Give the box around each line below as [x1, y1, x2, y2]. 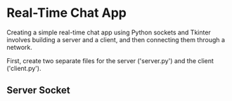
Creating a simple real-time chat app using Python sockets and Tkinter [6, 28, 212, 36]
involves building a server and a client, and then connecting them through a [6, 35, 226, 43]
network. [6, 43, 33, 51]
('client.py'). [6, 64, 41, 72]
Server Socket [6, 84, 71, 96]
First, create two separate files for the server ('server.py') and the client [6, 56, 214, 65]
